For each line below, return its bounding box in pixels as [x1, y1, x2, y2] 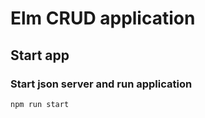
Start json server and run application [10, 77, 193, 91]
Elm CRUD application [10, 7, 196, 30]
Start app [10, 47, 70, 64]
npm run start [10, 99, 70, 109]
